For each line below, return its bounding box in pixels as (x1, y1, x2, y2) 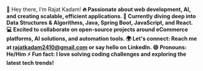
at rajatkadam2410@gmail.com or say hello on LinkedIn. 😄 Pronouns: (6, 44, 187, 51)
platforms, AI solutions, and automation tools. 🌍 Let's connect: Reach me (6, 35, 197, 42)
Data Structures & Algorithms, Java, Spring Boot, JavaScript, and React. (6, 19, 193, 26)
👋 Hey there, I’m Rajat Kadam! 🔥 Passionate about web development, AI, (6, 6, 191, 13)
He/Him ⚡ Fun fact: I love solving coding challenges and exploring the (6, 50, 186, 58)
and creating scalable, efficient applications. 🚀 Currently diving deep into (6, 13, 196, 19)
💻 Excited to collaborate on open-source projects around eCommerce (6, 26, 188, 33)
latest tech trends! (6, 59, 54, 66)
